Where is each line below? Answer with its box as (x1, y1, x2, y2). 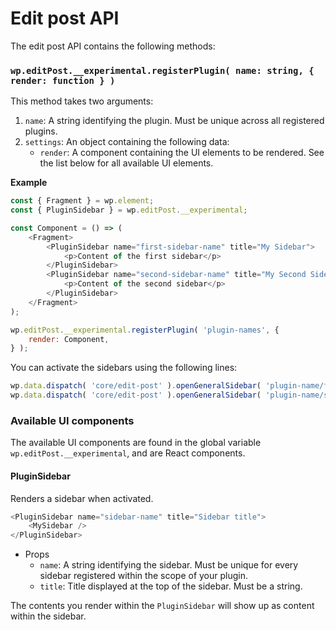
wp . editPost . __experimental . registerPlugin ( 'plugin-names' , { (10, 325, 280, 335)
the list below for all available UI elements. (39, 157, 214, 169)
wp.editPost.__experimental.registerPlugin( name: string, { (10, 65, 315, 76)
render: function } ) (10, 75, 116, 86)
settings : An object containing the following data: (24, 136, 230, 148)
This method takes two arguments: (10, 95, 154, 107)
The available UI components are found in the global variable (10, 437, 262, 449)
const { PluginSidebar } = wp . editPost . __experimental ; (10, 205, 248, 216)
